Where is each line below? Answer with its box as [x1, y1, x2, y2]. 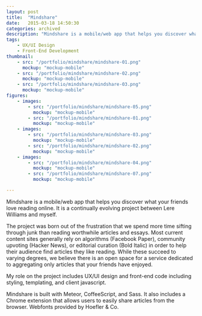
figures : [6, 93, 28, 99]
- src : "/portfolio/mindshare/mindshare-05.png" [28, 103, 152, 110]
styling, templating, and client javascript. [6, 279, 106, 286]
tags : [6, 37, 20, 43]
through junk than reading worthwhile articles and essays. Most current [6, 229, 183, 236]
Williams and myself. [6, 211, 57, 218]
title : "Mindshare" [6, 14, 58, 20]
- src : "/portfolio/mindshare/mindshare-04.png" [28, 160, 152, 166]
